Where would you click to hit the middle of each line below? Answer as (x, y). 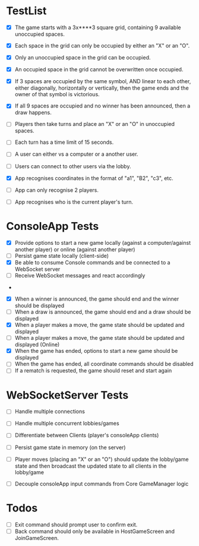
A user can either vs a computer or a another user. (76, 154)
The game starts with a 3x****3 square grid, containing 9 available (98, 27)
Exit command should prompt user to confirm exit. (76, 525)
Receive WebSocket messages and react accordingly (80, 275)
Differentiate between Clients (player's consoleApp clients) (87, 435)
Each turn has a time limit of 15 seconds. (64, 142)
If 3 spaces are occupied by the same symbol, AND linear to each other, (103, 81)
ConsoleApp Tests (53, 226)
